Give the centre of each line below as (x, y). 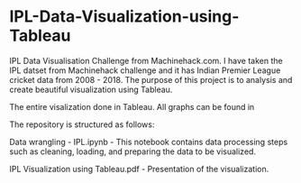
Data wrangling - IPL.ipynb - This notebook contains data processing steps (149, 142)
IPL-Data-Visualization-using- (124, 17)
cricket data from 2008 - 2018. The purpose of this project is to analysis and (151, 79)
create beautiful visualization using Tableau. (91, 89)
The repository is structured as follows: (82, 124)
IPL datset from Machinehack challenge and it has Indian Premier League (145, 70)
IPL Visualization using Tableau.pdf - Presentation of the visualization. (139, 169)
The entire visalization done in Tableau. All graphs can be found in (132, 106)
